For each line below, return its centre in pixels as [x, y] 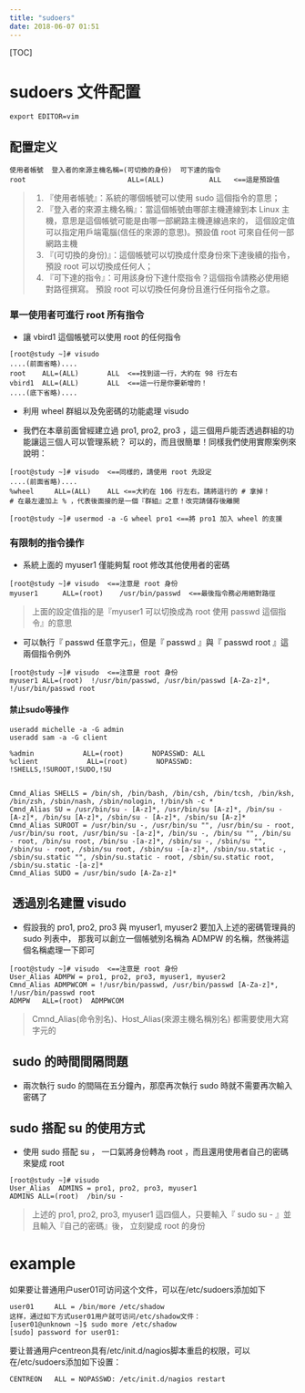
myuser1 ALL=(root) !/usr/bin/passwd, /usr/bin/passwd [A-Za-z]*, [140, 680]
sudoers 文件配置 [75, 92]
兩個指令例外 [46, 654]
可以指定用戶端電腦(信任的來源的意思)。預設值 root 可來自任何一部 [170, 232]
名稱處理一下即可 [63, 950]
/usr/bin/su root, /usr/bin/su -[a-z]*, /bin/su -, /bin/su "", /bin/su [150, 834]
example [43, 1263]
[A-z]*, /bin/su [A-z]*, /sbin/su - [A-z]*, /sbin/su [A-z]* [128, 818]
